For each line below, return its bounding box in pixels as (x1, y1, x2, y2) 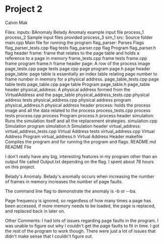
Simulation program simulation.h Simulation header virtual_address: (5, 123, 141, 129)
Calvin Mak (5, 20, 28, 26)
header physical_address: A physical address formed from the (5, 86, 131, 92)
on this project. (5, 163, 36, 170)
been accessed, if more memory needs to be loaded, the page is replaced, (5, 203, 156, 209)
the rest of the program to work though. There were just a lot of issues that (5, 228, 156, 234)
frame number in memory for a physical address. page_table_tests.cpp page (5, 76, 159, 82)
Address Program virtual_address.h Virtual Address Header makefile (5, 134, 143, 139)
